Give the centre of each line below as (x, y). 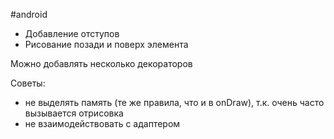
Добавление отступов (72, 33)
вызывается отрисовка (74, 113)
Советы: (28, 83)
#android (29, 14)
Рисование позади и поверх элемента (106, 44)
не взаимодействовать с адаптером (102, 123)
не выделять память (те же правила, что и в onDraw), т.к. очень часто (174, 102)
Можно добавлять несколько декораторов (101, 63)
